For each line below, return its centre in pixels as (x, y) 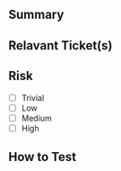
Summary (36, 15)
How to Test (43, 157)
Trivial (33, 97)
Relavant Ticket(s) (60, 45)
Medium (37, 118)
